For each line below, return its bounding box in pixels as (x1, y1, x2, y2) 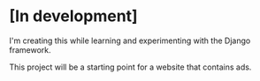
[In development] (9, 6, 139, 26)
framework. (9, 44, 51, 55)
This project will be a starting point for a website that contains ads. (9, 62, 252, 72)
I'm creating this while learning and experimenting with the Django (9, 35, 251, 46)
